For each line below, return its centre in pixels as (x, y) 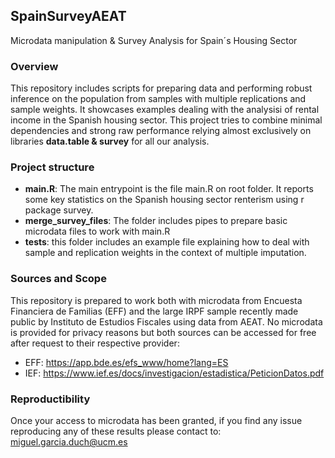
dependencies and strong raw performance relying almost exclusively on (161, 131)
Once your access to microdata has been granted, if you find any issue (156, 420)
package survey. (59, 210)
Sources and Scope (58, 279)
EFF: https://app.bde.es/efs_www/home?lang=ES (126, 362)
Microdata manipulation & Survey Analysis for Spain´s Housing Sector (154, 40)
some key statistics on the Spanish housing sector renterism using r (164, 200)
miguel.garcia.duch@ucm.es (69, 442)
